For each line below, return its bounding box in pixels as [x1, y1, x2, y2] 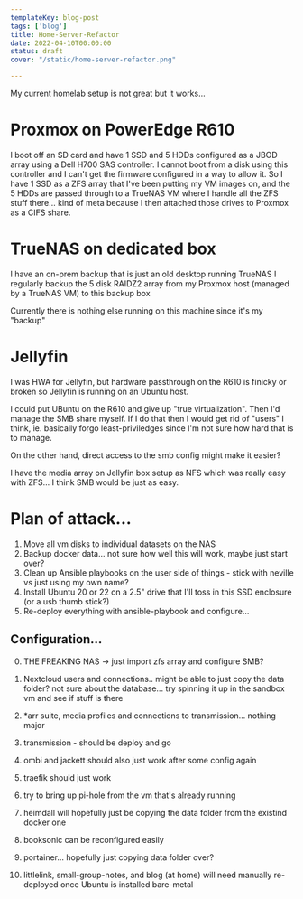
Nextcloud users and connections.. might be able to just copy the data [23, 673, 285, 684]
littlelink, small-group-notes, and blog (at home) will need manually [23, 869, 272, 880]
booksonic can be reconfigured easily [23, 834, 165, 845]
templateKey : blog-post [10, 13, 100, 23]
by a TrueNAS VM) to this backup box [10, 287, 151, 298]
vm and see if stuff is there [23, 692, 124, 703]
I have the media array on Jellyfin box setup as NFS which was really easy [10, 467, 287, 478]
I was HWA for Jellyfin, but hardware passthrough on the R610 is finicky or [10, 376, 287, 387]
